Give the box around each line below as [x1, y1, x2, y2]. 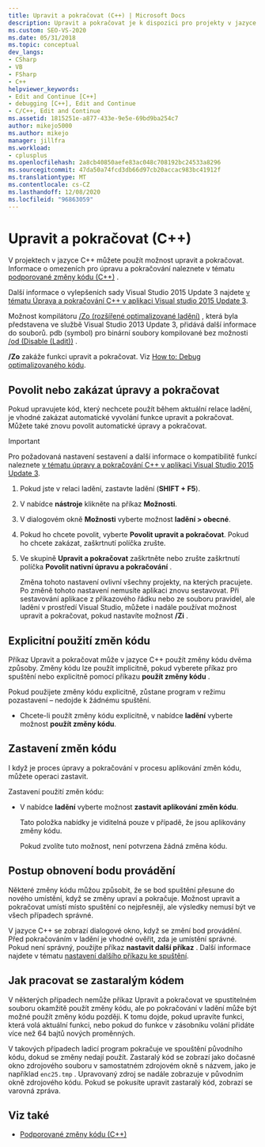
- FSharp [8, 70, 37, 78]
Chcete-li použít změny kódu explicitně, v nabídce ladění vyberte [19, 711, 233, 721]
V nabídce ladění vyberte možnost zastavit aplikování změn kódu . [19, 802, 239, 812]
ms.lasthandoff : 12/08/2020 [8, 187, 101, 196]
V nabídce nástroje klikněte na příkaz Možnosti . [19, 499, 178, 509]
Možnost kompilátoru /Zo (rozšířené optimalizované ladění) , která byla [8, 312, 239, 321]
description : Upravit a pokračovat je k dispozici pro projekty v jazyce [8, 19, 257, 27]
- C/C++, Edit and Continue [8, 108, 101, 115]
